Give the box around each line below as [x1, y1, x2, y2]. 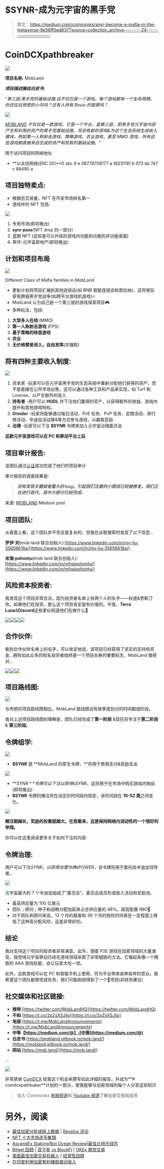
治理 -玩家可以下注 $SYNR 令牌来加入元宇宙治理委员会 [12, 423, 123, 429]
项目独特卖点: [5, 181, 46, 190]
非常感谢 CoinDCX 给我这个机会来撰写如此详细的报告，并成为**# [5, 1076, 135, 1082]
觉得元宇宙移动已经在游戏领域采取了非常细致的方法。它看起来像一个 [18, 954, 154, 960]
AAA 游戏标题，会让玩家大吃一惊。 [14, 960, 85, 966]
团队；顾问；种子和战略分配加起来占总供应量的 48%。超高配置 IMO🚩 [12, 906, 151, 912]
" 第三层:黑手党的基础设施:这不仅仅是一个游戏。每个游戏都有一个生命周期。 [5, 96, 155, 101]
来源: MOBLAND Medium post [5, 500, 65, 506]
